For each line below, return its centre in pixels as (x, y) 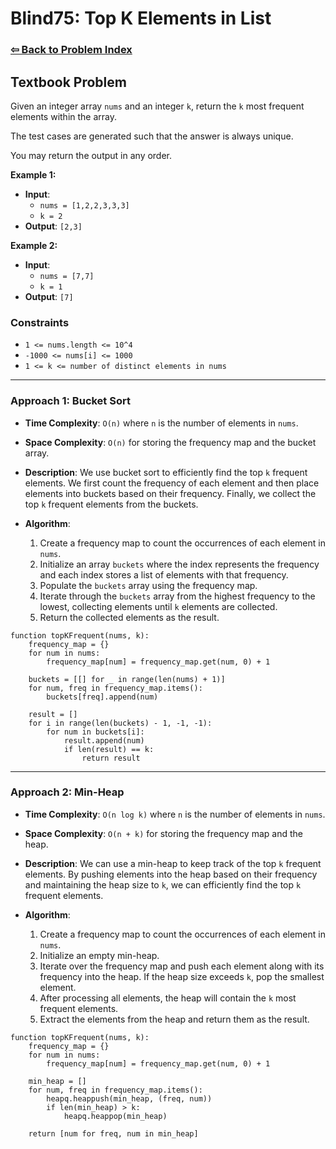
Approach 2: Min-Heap (67, 792)
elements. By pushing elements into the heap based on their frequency (171, 874)
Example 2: (34, 245)
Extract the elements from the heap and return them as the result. (174, 1019)
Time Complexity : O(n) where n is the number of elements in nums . (161, 423)
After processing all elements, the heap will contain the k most (168, 998)
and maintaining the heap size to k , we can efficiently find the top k (163, 884)
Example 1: (33, 174)
